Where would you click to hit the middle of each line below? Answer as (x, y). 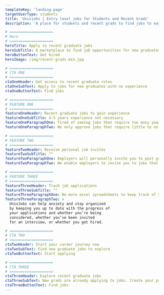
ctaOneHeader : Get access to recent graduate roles (59, 82)
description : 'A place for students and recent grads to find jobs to (78, 23)
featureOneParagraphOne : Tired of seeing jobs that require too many (77, 123)
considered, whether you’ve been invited (52, 217)
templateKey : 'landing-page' (35, 10)
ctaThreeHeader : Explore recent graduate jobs (53, 276)
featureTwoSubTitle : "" (29, 154)
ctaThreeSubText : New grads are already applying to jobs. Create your (79, 281)
